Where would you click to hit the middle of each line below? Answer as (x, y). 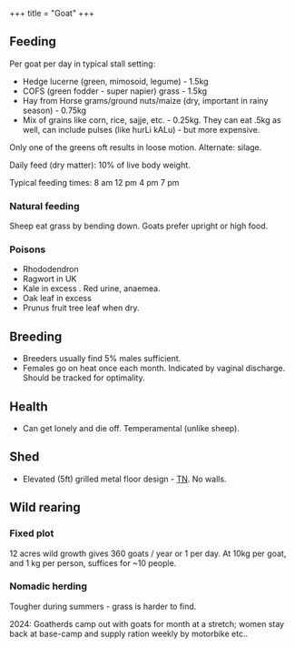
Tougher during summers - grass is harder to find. (103, 606)
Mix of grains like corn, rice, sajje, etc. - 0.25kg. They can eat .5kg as (152, 120)
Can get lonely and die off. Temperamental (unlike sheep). (131, 429)
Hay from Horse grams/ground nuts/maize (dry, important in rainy (145, 100)
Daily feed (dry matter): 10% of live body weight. (100, 165)
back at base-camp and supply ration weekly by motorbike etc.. (128, 633)
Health (29, 406)
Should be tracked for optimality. (84, 378)
